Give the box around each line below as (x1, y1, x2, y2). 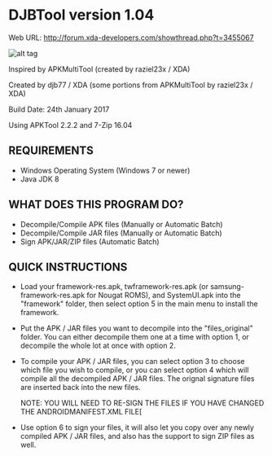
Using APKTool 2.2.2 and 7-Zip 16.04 (8, 120, 133, 129)
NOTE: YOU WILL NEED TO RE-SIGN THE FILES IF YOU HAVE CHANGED (20, 398, 265, 408)
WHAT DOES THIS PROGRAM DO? (8, 198, 184, 212)
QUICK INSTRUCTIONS (8, 260, 128, 274)
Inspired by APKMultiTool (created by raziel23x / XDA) (8, 64, 191, 74)
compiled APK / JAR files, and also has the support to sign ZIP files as (20, 432, 255, 441)
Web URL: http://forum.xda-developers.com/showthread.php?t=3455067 (8, 33, 254, 42)
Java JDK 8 (20, 173, 59, 184)
